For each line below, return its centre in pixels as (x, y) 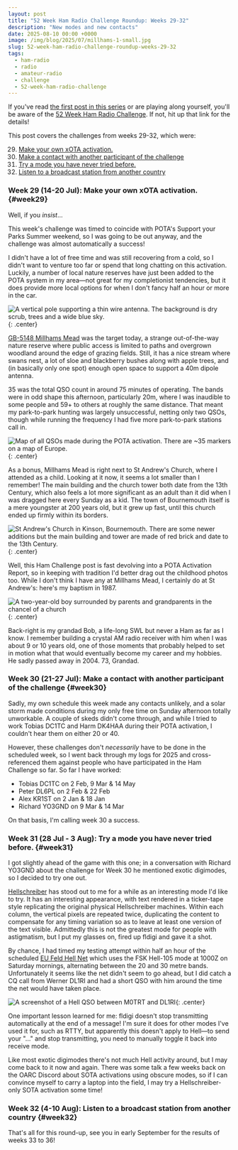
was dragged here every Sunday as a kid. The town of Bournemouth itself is (119, 500)
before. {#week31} (41, 847)
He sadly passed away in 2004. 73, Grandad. (74, 661)
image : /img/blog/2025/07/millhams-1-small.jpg (80, 40)
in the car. (23, 295)
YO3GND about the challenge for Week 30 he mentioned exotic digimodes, (118, 870)
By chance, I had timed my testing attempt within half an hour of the (107, 951)
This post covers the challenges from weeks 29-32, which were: (102, 136)
